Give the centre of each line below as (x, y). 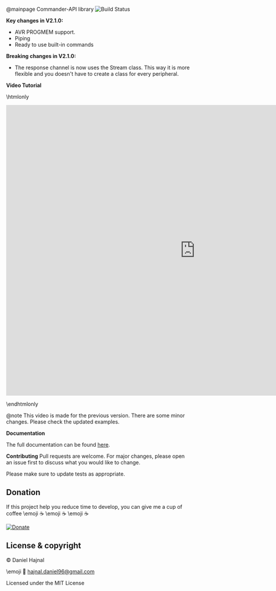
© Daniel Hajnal (25, 560)
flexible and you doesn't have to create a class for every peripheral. (96, 74)
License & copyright (44, 546)
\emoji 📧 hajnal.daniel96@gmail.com (50, 571)
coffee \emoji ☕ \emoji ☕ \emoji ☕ (47, 513)
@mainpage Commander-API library (50, 9)
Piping (22, 38)
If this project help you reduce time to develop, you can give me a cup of (94, 506)
